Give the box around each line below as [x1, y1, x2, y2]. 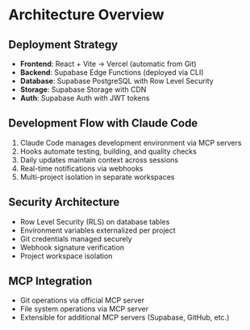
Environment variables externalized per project [19, 225, 176, 235]
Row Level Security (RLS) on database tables [19, 217, 170, 226]
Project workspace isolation [19, 251, 113, 261]
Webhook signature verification [19, 242, 125, 252]
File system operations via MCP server [19, 304, 149, 314]
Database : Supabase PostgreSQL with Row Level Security [19, 76, 214, 85]
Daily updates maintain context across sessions [19, 155, 179, 164]
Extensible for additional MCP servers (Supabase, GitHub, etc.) [19, 312, 230, 323]
